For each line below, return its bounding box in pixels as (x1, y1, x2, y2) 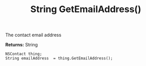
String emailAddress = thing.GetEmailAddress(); (5, 56, 113, 61)
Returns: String (5, 42, 38, 48)
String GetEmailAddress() (30, 4, 141, 15)
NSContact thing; (5, 51, 42, 56)
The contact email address (5, 32, 62, 38)
